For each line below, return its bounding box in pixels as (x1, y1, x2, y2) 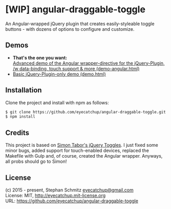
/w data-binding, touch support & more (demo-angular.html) (12, 65, 140, 71)
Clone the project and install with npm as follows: (5, 99, 109, 106)
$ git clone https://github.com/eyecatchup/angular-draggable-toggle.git (5, 109, 166, 115)
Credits (5, 128, 30, 137)
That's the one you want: (12, 54, 68, 61)
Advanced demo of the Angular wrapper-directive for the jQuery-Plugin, (12, 60, 165, 66)
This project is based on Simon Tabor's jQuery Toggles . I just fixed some (5, 142, 159, 148)
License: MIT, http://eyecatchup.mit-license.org (5, 192, 106, 198)
